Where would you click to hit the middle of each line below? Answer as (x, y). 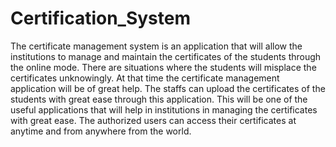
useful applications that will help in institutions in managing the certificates (164, 109)
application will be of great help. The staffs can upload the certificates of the (168, 88)
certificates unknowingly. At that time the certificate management (145, 78)
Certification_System (101, 18)
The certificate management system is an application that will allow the (156, 46)
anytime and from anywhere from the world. (101, 131)
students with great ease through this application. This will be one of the (159, 99)
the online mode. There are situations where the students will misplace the (163, 67)
